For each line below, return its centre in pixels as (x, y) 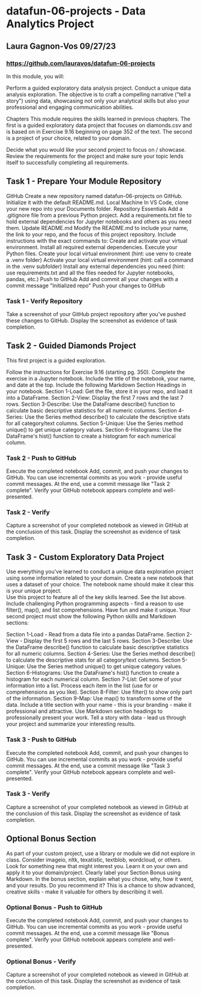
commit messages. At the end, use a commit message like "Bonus (88, 933)
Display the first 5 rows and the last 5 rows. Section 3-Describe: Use (108, 641)
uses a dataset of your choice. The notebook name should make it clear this (100, 585)
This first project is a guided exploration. (56, 360)
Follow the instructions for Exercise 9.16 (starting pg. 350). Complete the (96, 372)
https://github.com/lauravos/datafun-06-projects (81, 63)
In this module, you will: (35, 76)
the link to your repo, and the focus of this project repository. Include (91, 234)
